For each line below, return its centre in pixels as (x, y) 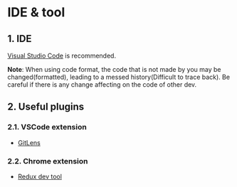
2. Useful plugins (46, 107)
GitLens (29, 142)
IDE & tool (36, 12)
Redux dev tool (40, 176)
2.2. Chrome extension (48, 161)
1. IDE (20, 39)
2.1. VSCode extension (47, 127)
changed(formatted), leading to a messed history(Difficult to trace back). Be (118, 77)
